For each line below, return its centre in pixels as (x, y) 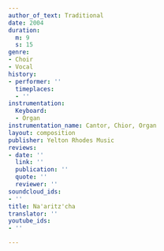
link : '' (30, 163)
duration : (24, 30)
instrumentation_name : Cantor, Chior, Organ (82, 126)
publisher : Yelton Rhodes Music (61, 140)
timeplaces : (35, 89)
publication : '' (42, 170)
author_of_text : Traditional (56, 15)
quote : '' (31, 177)
